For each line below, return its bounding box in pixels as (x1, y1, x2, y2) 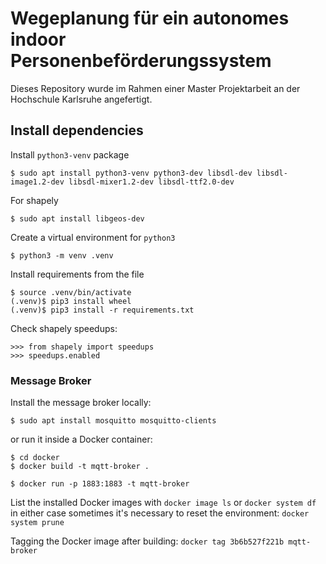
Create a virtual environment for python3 (10, 231, 176, 243)
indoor (10, 28, 67, 51)
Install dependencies (10, 122, 144, 139)
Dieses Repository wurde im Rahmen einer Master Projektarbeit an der (10, 82, 301, 94)
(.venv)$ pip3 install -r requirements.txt (10, 305, 195, 315)
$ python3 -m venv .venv (10, 250, 114, 261)
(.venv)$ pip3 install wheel (10, 296, 132, 306)
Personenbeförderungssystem (10, 50, 272, 72)
